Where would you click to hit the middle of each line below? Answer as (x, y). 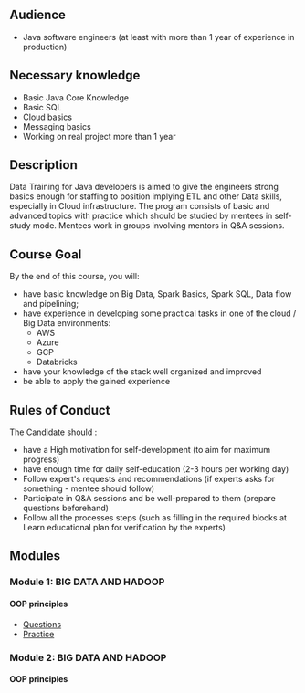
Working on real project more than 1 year (99, 136)
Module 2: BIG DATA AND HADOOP (88, 657)
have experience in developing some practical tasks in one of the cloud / (159, 313)
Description (43, 165)
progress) (41, 459)
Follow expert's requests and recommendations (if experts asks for (149, 479)
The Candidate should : (53, 432)
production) (45, 47)
